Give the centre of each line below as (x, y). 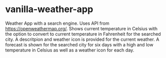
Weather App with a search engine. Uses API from (57, 23)
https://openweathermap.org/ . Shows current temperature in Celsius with (81, 28)
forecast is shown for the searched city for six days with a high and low (79, 44)
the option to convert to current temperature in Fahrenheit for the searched (83, 34)
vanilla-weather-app (49, 9)
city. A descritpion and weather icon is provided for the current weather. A (82, 39)
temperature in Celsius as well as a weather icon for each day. (70, 50)
